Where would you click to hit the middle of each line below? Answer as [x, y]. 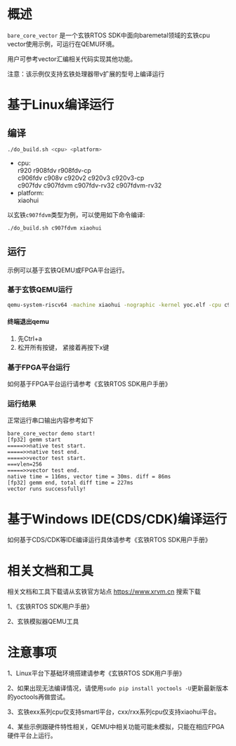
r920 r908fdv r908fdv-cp [54, 170]
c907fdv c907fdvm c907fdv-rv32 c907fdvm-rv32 [90, 185]
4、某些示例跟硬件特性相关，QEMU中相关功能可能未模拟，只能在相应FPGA [116, 727]
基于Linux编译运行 [61, 105]
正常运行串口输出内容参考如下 [50, 420]
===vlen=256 [25, 464]
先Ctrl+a [29, 339]
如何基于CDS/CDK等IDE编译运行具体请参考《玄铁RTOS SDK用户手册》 [110, 540]
